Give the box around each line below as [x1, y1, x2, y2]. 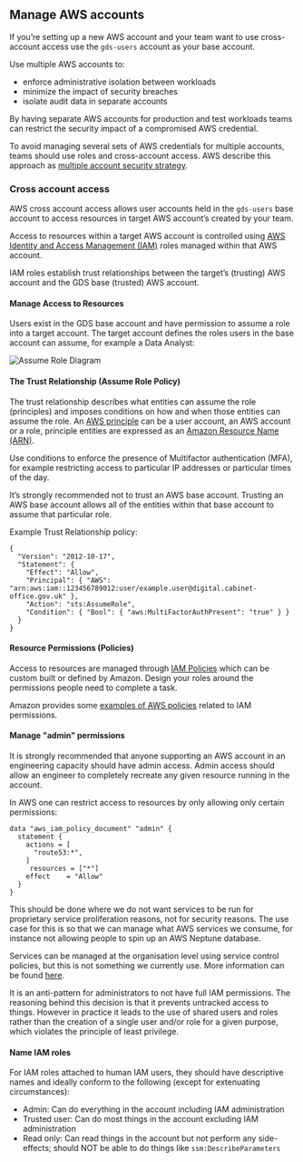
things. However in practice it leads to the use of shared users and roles [9, 1007, 279, 1017]
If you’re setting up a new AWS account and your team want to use [9, 31, 259, 42]
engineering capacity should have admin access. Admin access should [9, 759, 275, 771]
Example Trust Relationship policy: [9, 526, 138, 537]
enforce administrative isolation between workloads [22, 76, 216, 87]
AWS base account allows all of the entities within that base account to [9, 499, 275, 510]
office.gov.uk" [9, 591, 67, 601]
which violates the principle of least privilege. [9, 1026, 180, 1037]
